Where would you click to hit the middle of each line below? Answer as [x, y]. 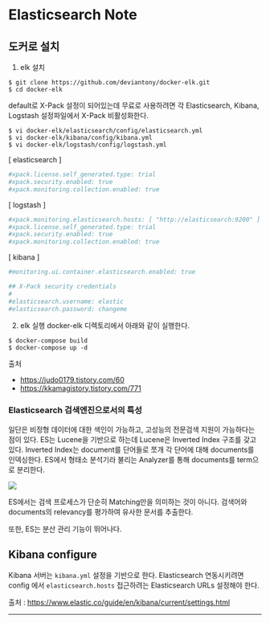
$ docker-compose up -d [48, 347]
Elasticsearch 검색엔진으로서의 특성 [75, 410]
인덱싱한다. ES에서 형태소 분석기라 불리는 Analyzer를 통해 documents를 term [131, 459]
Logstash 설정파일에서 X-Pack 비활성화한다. [78, 115]
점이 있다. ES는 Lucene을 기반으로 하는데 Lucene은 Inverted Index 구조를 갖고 [133, 439]
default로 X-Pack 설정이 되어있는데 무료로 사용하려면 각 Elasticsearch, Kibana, [134, 105]
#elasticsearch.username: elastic [66, 301]
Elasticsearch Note [73, 15]
